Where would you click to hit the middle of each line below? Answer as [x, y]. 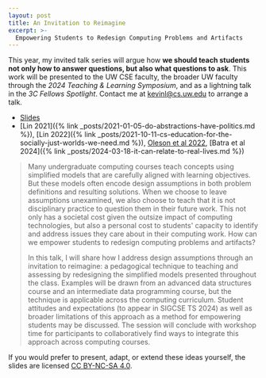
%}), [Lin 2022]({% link [58, 135]
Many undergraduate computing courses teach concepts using [131, 166]
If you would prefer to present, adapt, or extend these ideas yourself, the [127, 357]
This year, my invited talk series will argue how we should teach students [129, 60]
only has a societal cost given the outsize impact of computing [130, 217]
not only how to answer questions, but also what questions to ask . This [128, 69]
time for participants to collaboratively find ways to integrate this [133, 334]
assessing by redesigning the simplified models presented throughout [142, 275]
